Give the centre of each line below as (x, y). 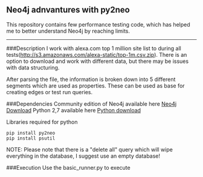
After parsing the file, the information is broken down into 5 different (91, 79)
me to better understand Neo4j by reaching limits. (68, 31)
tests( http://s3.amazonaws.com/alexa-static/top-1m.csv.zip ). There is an (97, 54)
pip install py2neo (31, 133)
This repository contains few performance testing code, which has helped (98, 24)
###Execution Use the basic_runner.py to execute (69, 167)
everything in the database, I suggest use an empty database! (83, 156)
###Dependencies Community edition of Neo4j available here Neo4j (92, 104)
